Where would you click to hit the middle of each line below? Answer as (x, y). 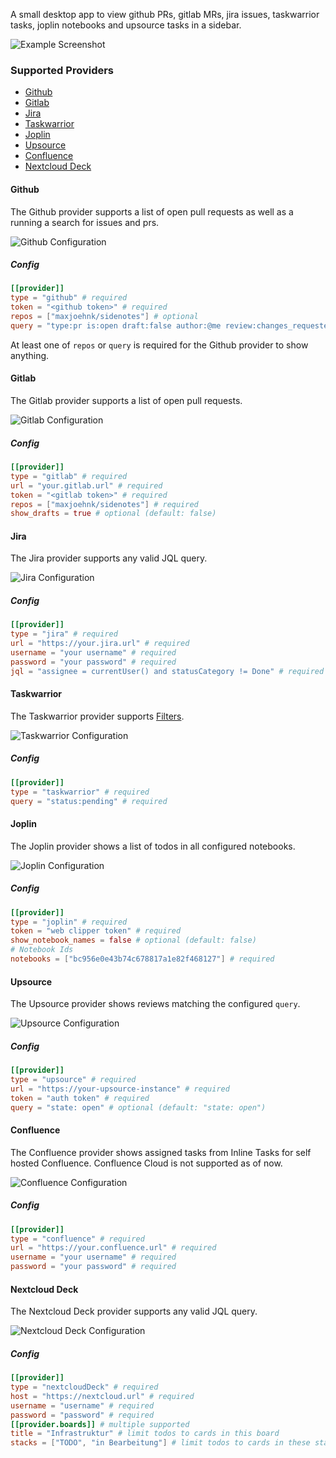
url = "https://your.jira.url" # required (100, 644)
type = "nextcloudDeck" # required (84, 1387)
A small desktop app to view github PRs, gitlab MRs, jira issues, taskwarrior (165, 14)
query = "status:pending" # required (89, 801)
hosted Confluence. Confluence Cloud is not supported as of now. (146, 1163)
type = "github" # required (69, 298)
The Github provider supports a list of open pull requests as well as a (152, 211)
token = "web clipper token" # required (96, 931)
